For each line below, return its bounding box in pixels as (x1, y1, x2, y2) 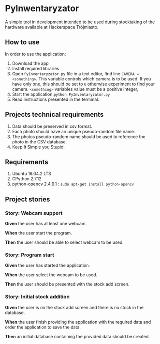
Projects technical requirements (5, 110, 104, 119)
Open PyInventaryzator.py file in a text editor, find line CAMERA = (12, 71, 139, 77)
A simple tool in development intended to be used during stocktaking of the (5, 19, 155, 25)
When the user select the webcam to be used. (5, 272, 98, 278)
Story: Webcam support (5, 209, 63, 216)
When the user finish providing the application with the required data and (5, 319, 151, 325)
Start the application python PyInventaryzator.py (12, 91, 110, 97)
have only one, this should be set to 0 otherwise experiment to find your (12, 81, 155, 87)
